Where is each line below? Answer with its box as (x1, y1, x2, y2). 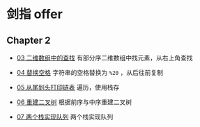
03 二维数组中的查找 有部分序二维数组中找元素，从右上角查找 (16, 53, 193, 62)
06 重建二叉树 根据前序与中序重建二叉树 (16, 98, 132, 106)
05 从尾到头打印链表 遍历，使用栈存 (16, 83, 120, 91)
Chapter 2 (6, 34, 51, 46)
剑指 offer (6, 6, 63, 22)
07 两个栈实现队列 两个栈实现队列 (16, 112, 114, 121)
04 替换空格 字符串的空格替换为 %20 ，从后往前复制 (16, 69, 163, 76)
